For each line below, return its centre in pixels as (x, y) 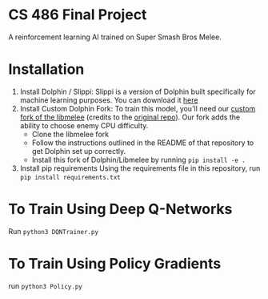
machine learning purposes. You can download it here (109, 100)
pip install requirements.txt (70, 177)
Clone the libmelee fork (70, 134)
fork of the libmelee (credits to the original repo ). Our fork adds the (130, 117)
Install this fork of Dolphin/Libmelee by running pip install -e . (138, 160)
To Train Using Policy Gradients (115, 264)
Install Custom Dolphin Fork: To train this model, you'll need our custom (138, 108)
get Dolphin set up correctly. (79, 151)
